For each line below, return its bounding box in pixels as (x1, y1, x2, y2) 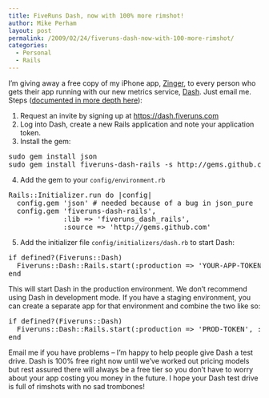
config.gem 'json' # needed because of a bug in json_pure (16, 198, 254, 207)
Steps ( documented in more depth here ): (8, 95, 143, 105)
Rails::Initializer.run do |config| (8, 190, 152, 199)
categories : (8, 42, 48, 50)
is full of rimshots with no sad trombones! (8, 381, 146, 391)
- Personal (15, 49, 52, 57)
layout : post (8, 26, 52, 34)
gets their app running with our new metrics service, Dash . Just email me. (8, 86, 252, 96)
